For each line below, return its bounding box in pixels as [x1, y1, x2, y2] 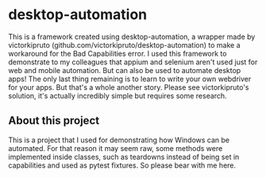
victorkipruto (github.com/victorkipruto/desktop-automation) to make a [8, 40, 241, 49]
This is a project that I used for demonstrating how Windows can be [8, 135, 230, 145]
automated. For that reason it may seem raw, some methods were [8, 143, 223, 153]
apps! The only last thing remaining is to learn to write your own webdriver [8, 74, 252, 83]
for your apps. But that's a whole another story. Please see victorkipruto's [8, 82, 249, 92]
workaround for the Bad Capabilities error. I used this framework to [8, 48, 227, 58]
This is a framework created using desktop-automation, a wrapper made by [8, 32, 256, 41]
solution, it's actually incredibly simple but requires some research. [8, 91, 228, 100]
